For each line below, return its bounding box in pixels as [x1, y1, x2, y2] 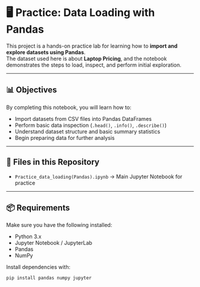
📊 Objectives [6, 85, 57, 95]
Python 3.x [14, 233, 42, 240]
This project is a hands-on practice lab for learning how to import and [6, 42, 178, 49]
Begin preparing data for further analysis [14, 134, 115, 141]
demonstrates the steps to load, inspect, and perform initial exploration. [6, 61, 182, 68]
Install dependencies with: [6, 264, 71, 271]
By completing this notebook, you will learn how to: [6, 104, 132, 111]
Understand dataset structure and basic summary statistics [14, 127, 161, 135]
